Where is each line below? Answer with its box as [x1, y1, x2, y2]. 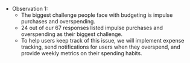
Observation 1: [11, 5, 48, 12]
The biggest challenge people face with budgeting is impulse [21, 11, 173, 19]
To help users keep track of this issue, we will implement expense [21, 37, 185, 44]
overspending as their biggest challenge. [21, 31, 123, 38]
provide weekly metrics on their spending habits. [21, 50, 143, 56]
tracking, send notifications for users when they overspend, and [21, 43, 180, 50]
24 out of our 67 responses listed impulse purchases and [21, 24, 163, 31]
